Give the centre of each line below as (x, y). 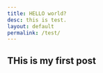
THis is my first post (51, 60)
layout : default (31, 26)
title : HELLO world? (37, 13)
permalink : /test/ (34, 33)
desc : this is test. (37, 20)
